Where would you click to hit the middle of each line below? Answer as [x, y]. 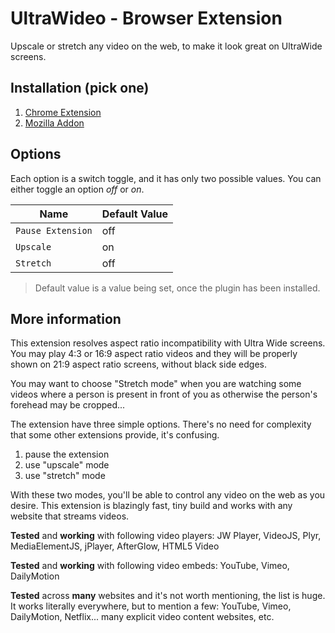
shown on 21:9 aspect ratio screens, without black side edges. [138, 364]
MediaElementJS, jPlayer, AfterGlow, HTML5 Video [115, 546]
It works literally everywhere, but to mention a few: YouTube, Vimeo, [151, 606]
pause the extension [67, 454]
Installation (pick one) [80, 88]
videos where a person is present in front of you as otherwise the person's [164, 394]
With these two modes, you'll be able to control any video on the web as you [168, 495]
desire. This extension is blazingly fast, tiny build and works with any [151, 506]
